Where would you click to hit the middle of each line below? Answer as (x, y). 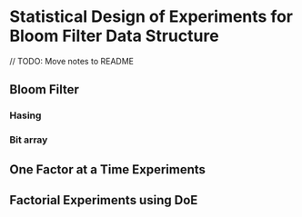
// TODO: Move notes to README (72, 61)
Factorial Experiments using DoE (104, 200)
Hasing (25, 115)
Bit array (29, 140)
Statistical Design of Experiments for (151, 17)
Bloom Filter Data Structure (115, 36)
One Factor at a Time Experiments (108, 169)
